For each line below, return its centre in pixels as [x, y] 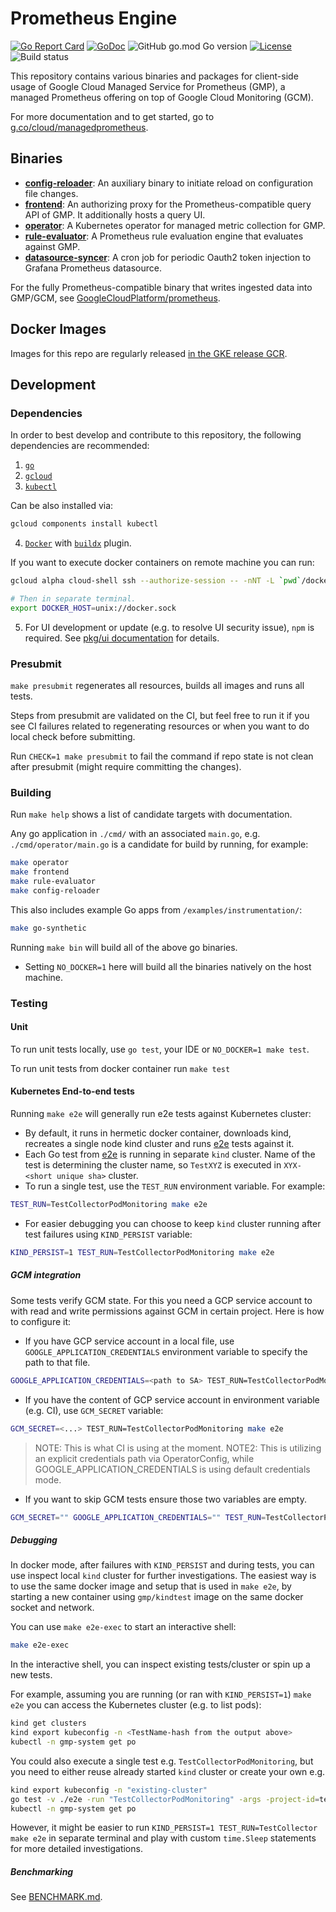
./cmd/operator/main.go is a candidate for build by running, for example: [159, 844]
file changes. [51, 193]
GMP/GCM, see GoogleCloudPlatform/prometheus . [115, 298]
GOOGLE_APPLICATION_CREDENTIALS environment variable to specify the [166, 1351]
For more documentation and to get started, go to [112, 116]
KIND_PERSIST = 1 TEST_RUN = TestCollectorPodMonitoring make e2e [142, 1252]
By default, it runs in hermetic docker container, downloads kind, [158, 1133]
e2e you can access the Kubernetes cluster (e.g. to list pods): [136, 1705]
